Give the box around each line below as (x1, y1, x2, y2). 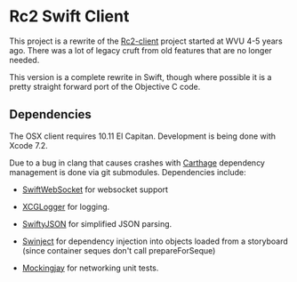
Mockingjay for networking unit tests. (21, 262, 159, 273)
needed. (9, 54, 40, 65)
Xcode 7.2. (9, 140, 48, 150)
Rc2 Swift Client (9, 6, 130, 27)
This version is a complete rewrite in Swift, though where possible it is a (9, 71, 272, 82)
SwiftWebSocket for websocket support (21, 184, 169, 195)
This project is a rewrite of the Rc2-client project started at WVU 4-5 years (9, 36, 283, 46)
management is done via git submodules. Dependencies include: (9, 166, 246, 177)
